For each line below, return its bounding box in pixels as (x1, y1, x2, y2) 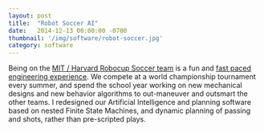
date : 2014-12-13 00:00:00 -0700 (8, 26, 128, 34)
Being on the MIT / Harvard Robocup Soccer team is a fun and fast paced (8, 63, 251, 73)
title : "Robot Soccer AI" (8, 19, 99, 27)
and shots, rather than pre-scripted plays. (8, 114, 146, 124)
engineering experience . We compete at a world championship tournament (8, 72, 257, 82)
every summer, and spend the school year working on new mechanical (8, 81, 242, 90)
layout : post (8, 11, 52, 20)
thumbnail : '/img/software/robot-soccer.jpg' (8, 34, 163, 42)
